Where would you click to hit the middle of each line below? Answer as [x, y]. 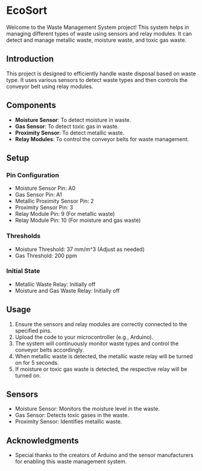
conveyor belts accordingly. [49, 350]
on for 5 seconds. [37, 362]
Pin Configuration [33, 175]
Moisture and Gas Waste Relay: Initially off [67, 291]
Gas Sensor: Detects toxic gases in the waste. [72, 415]
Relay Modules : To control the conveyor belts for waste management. [102, 139]
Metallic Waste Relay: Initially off [55, 284]
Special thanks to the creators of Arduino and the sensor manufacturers [104, 455]
